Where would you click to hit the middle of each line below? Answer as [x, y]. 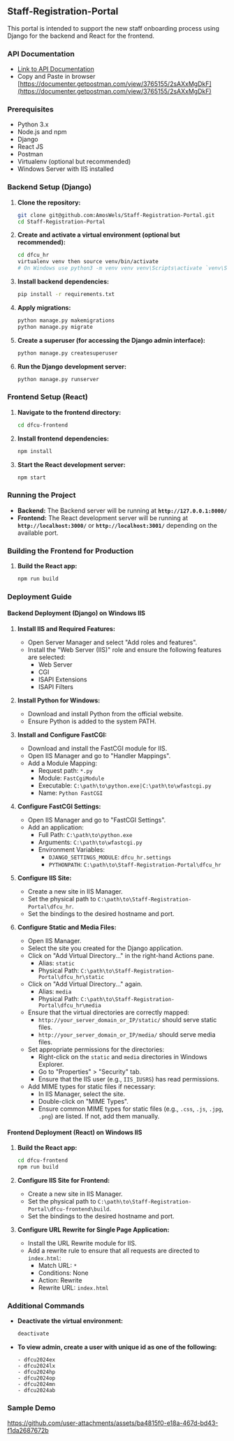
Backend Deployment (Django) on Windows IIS [76, 613]
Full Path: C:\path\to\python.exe [85, 834]
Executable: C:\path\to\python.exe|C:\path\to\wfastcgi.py [125, 785]
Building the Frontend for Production [71, 551]
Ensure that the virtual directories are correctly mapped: [109, 1012]
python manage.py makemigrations [66, 320]
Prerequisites [30, 110]
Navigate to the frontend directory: [69, 412]
